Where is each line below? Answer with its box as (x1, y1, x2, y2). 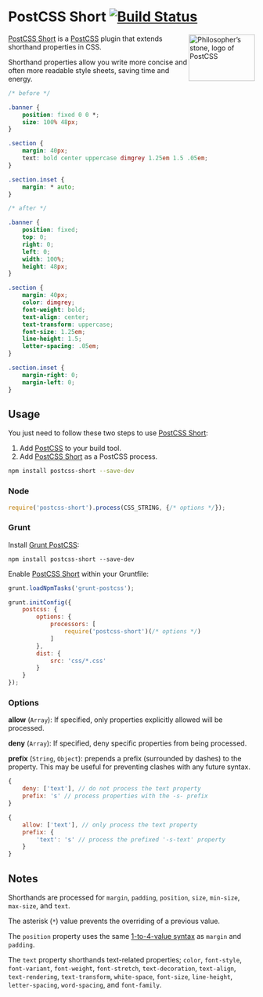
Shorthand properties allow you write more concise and (8, 57, 188, 67)
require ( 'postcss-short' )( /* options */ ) (63, 628, 201, 636)
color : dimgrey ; (22, 299, 76, 306)
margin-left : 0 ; (22, 378, 76, 387)
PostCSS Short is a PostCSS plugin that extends (8, 34, 163, 43)
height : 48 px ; (22, 262, 68, 270)
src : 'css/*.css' (49, 657, 107, 665)
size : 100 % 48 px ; (22, 118, 79, 126)
